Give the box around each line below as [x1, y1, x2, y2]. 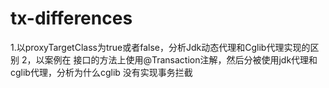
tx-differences [10, 7, 133, 30]
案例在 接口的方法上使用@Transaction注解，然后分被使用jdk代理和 [44, 53, 318, 66]
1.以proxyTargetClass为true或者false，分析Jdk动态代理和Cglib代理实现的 [10, 41, 311, 53]
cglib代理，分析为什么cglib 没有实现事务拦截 [10, 66, 193, 78]
